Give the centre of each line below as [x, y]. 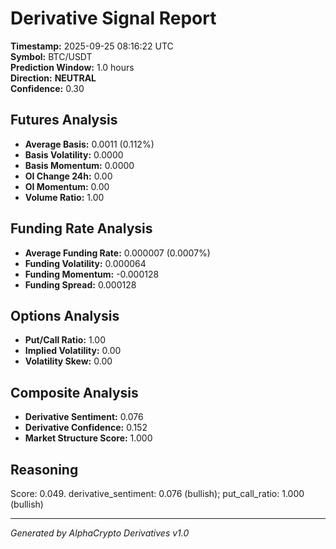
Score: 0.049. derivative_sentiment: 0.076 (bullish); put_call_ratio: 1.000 [157, 493]
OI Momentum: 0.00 [67, 186]
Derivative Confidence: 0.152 [86, 428]
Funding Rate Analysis [81, 228]
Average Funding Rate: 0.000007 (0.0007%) [117, 253]
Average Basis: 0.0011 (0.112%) [89, 144]
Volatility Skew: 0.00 [68, 361]
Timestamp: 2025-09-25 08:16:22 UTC [92, 46]
